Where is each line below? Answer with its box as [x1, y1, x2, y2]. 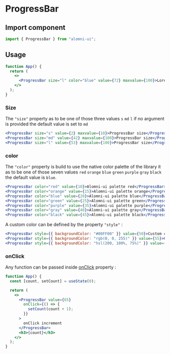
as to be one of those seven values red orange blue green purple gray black [5, 169, 162, 175]
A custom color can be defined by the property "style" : [5, 222, 123, 228]
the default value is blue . [5, 174, 57, 181]
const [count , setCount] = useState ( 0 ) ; [10, 279, 96, 284]
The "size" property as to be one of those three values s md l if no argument [5, 116, 164, 122]
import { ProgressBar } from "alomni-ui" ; [5, 36, 96, 41]
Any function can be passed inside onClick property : [5, 264, 116, 271]
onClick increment [23, 321, 62, 326]
